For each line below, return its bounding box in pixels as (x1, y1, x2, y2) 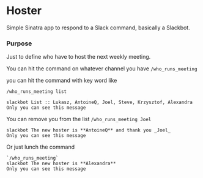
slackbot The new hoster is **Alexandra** (6, 160, 116, 167)
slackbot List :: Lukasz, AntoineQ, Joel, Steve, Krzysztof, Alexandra (6, 99, 193, 106)
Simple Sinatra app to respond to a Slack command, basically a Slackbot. (6, 24, 191, 31)
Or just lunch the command (6, 143, 75, 150)
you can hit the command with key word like (6, 77, 117, 84)
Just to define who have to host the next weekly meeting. (6, 53, 151, 61)
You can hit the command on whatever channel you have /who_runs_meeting (6, 65, 197, 72)
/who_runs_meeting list (6, 89, 67, 95)
